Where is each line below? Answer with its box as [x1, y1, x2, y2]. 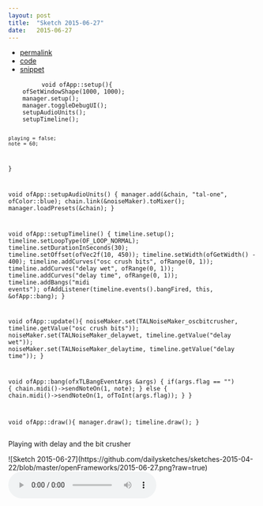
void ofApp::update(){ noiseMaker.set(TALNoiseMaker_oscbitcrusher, [8, 318, 239, 326]
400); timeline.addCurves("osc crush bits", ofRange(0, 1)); [8, 258, 214, 266]
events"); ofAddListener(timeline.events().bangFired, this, [8, 285, 214, 293]
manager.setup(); [22, 95, 80, 103]
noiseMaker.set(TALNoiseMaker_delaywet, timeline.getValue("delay [8, 331, 231, 340]
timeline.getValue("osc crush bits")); [8, 325, 140, 333]
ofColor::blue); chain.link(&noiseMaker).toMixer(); [8, 197, 186, 206]
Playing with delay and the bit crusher [8, 440, 132, 449]
